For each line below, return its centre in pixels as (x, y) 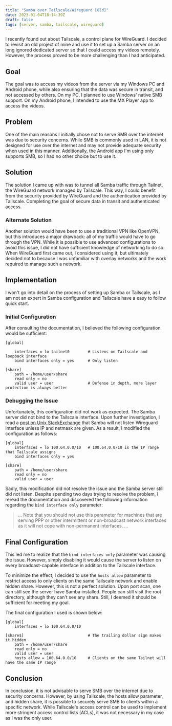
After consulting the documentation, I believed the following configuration (83, 328)
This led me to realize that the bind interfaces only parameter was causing (85, 555)
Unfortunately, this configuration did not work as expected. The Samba (80, 412)
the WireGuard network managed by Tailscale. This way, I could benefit (81, 190)
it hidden (16, 640)
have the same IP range (31, 663)
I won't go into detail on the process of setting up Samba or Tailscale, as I (83, 292)
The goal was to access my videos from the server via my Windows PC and (85, 84)
